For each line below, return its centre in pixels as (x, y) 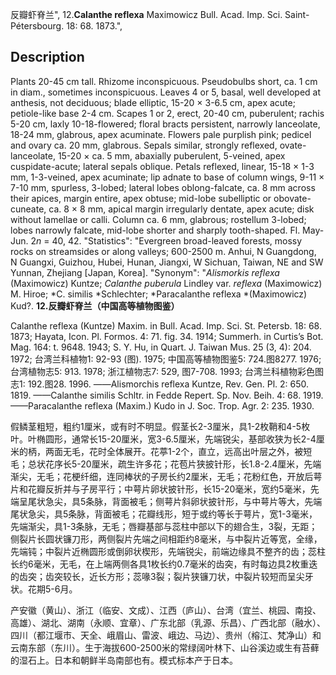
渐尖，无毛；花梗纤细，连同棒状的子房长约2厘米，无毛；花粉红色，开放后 (162, 476)
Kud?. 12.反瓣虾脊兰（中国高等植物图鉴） (95, 305)
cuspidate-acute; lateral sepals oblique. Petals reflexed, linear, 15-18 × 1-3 (162, 166)
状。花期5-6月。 (44, 589)
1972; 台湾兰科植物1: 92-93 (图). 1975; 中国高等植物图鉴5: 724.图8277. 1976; (166, 359)
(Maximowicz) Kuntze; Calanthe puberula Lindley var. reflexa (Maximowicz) (166, 283)
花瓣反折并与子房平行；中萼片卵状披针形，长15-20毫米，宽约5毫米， (169, 489)
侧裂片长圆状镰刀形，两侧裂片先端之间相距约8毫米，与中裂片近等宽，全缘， (166, 539)
